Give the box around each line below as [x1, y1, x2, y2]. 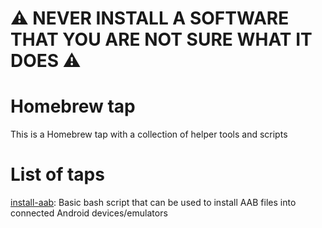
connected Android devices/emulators [10, 207, 168, 219]
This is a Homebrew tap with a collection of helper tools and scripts [10, 128, 288, 141]
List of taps [10, 163, 105, 186]
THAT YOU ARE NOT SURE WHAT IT [10, 28, 313, 51]
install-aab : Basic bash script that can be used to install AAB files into [10, 197, 297, 209]
